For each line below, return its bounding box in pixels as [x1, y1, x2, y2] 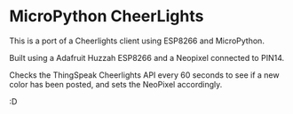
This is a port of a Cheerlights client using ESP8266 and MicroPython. [9, 35, 265, 46]
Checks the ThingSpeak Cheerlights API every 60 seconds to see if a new [9, 69, 280, 80]
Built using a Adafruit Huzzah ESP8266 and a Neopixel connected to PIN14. [9, 52, 285, 63]
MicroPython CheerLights [9, 6, 204, 27]
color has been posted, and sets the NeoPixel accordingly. [9, 79, 223, 89]
